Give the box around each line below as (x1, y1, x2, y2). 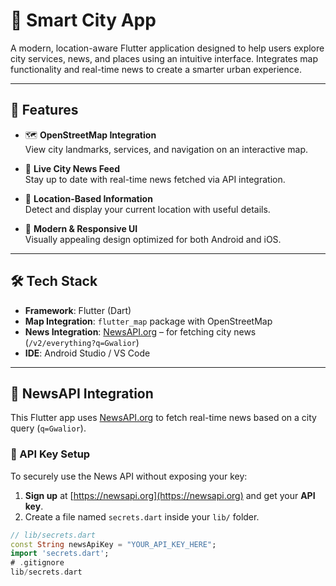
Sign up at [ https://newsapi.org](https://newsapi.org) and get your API (24, 489, 316, 501)
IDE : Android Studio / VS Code (24, 347, 151, 359)
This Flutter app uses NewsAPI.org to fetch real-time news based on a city (10, 412, 317, 424)
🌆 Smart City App (10, 9, 157, 32)
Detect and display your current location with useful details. (24, 203, 271, 215)
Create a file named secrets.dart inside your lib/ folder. (24, 510, 260, 523)
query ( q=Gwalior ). (10, 422, 87, 434)
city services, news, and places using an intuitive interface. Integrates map (10, 52, 319, 64)
